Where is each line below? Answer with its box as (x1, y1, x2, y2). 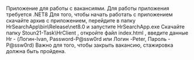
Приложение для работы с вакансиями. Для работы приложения (6, 5, 169, 12)
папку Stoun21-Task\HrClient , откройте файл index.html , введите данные (6, 29, 189, 36)
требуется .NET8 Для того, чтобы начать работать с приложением (6, 11, 174, 18)
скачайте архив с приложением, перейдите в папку (6, 17, 136, 24)
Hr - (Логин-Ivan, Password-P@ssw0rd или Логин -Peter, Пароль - (6, 36, 171, 42)
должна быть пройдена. (6, 48, 66, 54)
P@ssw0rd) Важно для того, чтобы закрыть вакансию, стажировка (6, 42, 174, 48)
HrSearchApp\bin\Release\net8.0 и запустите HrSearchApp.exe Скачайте (6, 23, 185, 30)
